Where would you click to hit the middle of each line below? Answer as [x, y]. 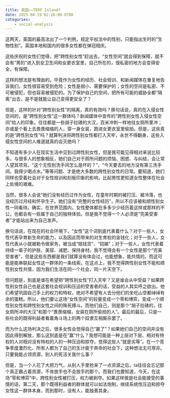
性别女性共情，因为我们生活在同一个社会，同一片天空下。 [65, 269]
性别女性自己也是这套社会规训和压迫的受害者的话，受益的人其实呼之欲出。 [83, 286]
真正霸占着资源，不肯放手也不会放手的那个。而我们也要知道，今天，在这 [85, 372]
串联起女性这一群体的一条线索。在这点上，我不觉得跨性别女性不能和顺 [92, 263]
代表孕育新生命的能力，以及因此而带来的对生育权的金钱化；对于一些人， [85, 237]
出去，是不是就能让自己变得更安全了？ [52, 99]
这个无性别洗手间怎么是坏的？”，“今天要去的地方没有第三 [93, 165]
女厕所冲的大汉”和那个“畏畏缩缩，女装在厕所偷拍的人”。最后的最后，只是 [81, 312]
